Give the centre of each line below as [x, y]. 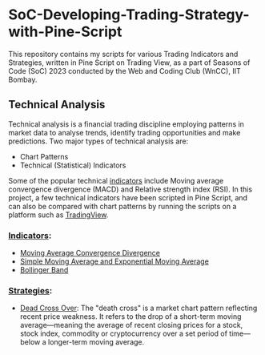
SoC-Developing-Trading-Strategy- [129, 15]
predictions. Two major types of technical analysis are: [98, 141]
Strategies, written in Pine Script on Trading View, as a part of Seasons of [129, 63]
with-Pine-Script [65, 32]
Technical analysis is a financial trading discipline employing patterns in [126, 124]
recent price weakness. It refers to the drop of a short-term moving [130, 317]
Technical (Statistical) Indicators [73, 165]
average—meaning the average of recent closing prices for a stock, [131, 325]
